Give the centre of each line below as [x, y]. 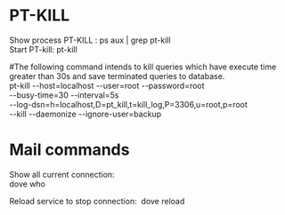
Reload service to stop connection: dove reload [97, 201]
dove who [28, 184]
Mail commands [69, 150]
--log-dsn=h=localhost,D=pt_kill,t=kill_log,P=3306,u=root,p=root [128, 104]
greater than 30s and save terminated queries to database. [117, 76]
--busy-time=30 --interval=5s [64, 95]
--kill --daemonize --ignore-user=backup [85, 114]
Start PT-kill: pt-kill [43, 49]
